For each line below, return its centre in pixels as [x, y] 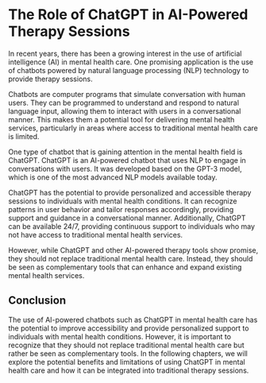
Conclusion [37, 301]
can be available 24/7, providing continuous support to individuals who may [132, 226]
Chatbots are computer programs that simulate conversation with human [127, 94]
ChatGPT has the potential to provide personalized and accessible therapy [130, 192]
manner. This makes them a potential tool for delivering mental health [121, 119]
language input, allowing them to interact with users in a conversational [125, 111]
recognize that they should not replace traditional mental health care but [126, 345]
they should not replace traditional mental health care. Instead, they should [131, 258]
